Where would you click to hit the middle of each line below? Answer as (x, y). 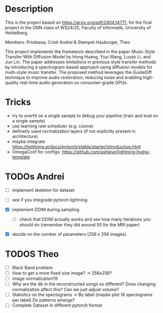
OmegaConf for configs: (36, 152)
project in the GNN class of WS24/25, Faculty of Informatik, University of (78, 27)
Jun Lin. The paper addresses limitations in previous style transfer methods (81, 62)
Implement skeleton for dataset (43, 190)
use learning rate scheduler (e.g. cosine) (53, 126)
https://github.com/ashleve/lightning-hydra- (106, 152)
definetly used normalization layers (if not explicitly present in (74, 131)
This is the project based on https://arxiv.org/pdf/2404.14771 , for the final (78, 22)
